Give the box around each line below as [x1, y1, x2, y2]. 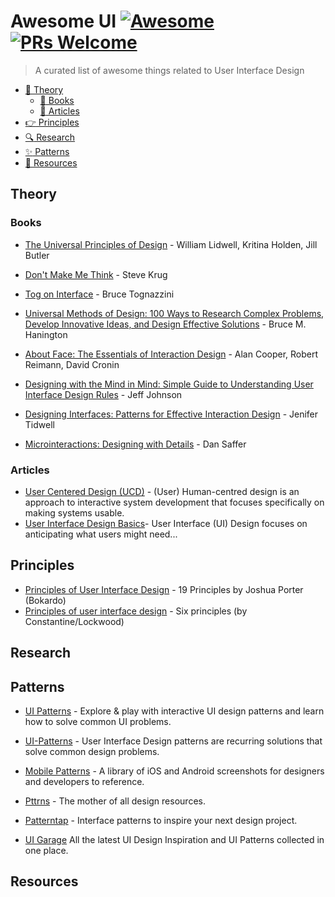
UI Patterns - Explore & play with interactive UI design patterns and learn [24, 705, 325, 717]
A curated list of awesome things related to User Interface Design [34, 64, 305, 76]
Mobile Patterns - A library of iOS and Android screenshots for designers [24, 765, 325, 777]
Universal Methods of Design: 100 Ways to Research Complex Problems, [24, 307, 325, 319]
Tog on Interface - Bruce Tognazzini [24, 288, 175, 300]
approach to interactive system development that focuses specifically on [24, 496, 325, 508]
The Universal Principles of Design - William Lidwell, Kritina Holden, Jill [24, 238, 318, 250]
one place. [24, 844, 69, 856]
